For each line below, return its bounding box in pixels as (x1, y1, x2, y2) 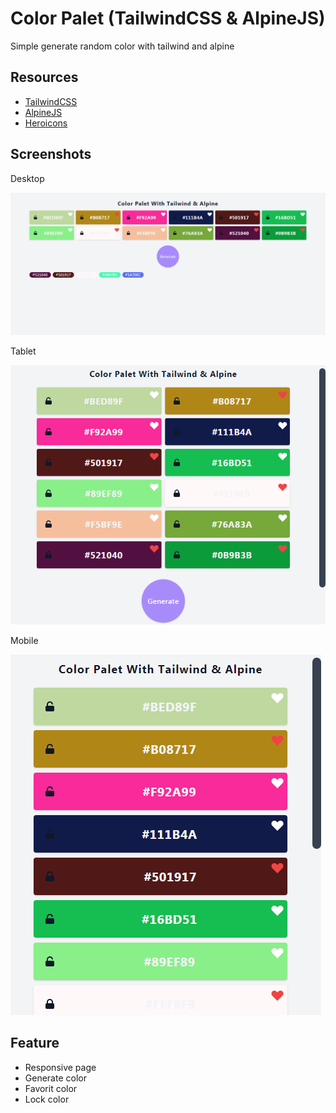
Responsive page (24, 1061, 97, 1073)
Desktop (10, 172, 45, 184)
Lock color (24, 1093, 70, 1105)
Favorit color (24, 1082, 78, 1094)
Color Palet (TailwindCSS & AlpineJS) (10, 7, 326, 30)
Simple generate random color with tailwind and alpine (10, 40, 235, 52)
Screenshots (10, 146, 92, 163)
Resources (10, 69, 79, 86)
